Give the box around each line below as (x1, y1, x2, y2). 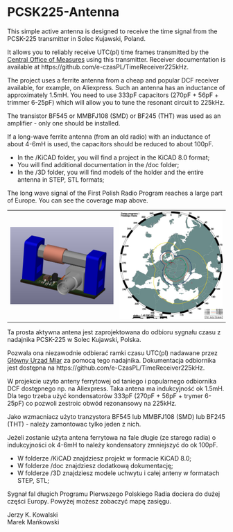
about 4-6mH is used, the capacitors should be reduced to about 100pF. (7, 139, 214, 148)
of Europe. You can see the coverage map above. (7, 196, 148, 205)
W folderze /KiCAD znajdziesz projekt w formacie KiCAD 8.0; (17, 454, 192, 462)
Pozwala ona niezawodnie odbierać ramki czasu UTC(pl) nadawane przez (7, 348, 218, 357)
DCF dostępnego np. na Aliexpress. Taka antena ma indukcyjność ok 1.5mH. (7, 384, 225, 393)
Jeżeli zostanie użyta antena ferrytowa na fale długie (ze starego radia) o (7, 433, 216, 441)
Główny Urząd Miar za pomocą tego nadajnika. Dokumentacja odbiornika (7, 356, 216, 364)
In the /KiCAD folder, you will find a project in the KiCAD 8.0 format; (17, 153, 210, 162)
